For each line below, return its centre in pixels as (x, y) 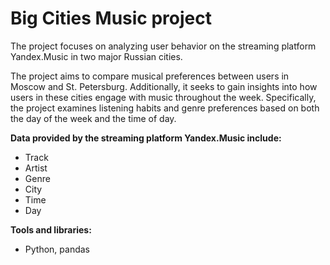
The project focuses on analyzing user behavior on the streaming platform (163, 46)
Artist (36, 168)
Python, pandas (57, 249)
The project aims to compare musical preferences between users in (150, 76)
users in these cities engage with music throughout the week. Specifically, (163, 97)
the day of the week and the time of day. (93, 118)
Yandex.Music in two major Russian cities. (96, 56)
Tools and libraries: (51, 229)
